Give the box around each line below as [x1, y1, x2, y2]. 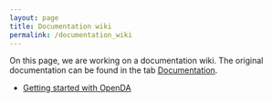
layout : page [9, 13, 59, 23]
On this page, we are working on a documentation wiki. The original [9, 56, 264, 66]
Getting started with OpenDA [22, 83, 131, 94]
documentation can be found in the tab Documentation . [9, 65, 218, 76]
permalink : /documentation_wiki [9, 30, 132, 39]
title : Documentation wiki [9, 22, 112, 31]
